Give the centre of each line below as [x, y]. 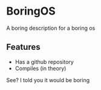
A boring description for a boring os [51, 28]
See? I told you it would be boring [48, 80]
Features [23, 47]
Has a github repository [44, 61]
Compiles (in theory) [41, 68]
